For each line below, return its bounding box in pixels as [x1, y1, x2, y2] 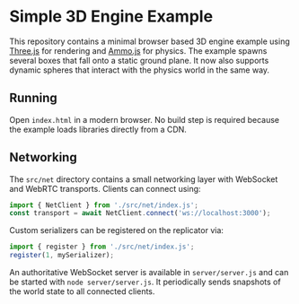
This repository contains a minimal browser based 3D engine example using [9, 36, 290, 47]
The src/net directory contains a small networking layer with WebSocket [9, 173, 278, 185]
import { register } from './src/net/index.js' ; [9, 242, 195, 252]
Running [9, 91, 58, 106]
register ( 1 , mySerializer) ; [9, 251, 115, 260]
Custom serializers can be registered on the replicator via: [9, 225, 224, 236]
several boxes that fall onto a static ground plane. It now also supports [9, 55, 269, 65]
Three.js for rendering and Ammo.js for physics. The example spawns [9, 45, 268, 56]
